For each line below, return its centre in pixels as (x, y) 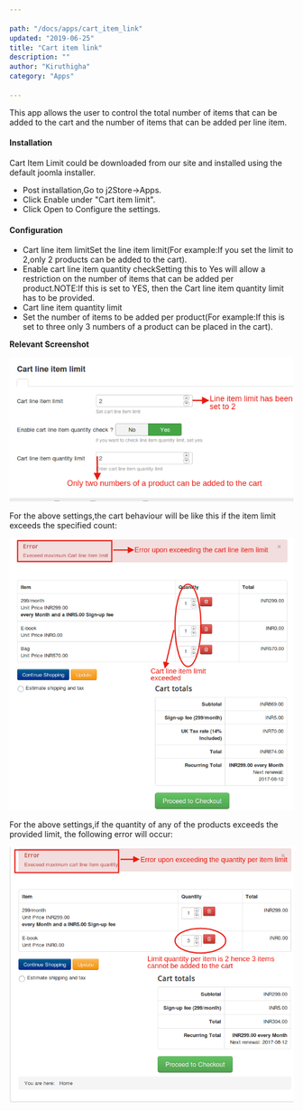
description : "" (40, 57)
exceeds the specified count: (63, 525)
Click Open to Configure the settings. (91, 209)
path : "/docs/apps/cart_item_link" (76, 28)
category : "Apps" (42, 77)
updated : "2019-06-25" (52, 38)
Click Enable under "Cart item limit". (89, 200)
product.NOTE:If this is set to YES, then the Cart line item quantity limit (153, 288)
